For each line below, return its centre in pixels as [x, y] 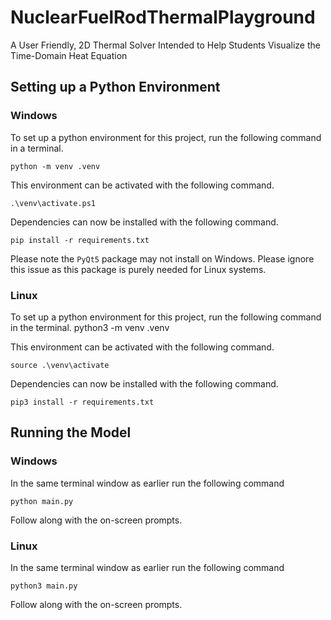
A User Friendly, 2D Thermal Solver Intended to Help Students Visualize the [165, 45]
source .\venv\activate [60, 365]
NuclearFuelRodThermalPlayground [163, 17]
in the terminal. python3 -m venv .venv [90, 327]
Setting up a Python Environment [115, 87]
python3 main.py [44, 586]
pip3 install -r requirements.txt [82, 402]
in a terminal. [37, 148]
